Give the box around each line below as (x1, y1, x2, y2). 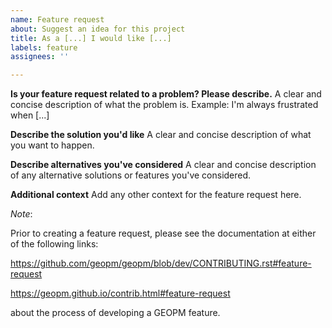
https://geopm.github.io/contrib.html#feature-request (10, 287, 231, 300)
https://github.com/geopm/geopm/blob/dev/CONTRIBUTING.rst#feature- (10, 257, 312, 270)
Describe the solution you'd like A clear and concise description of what (10, 129, 312, 141)
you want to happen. (10, 139, 95, 151)
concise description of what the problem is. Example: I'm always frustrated (10, 99, 319, 111)
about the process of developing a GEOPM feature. (10, 307, 221, 319)
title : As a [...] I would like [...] (10, 33, 172, 43)
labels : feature (10, 42, 78, 53)
